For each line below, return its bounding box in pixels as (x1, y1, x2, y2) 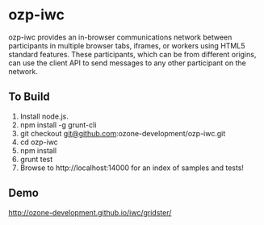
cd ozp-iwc (19, 137, 58, 147)
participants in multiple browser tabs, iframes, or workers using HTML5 (8, 40, 245, 50)
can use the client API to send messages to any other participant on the (8, 58, 246, 68)
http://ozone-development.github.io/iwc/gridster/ (8, 207, 172, 217)
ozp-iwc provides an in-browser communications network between (8, 32, 233, 42)
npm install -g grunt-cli (19, 119, 97, 130)
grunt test (19, 154, 53, 164)
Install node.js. (19, 111, 69, 121)
